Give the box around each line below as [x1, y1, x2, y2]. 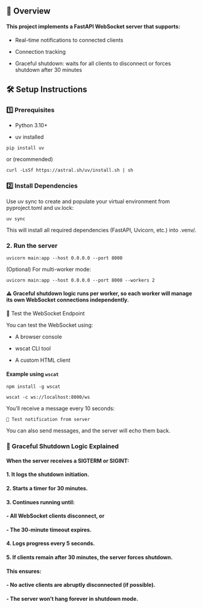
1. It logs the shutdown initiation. [6, 471, 89, 478]
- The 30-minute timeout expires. [6, 526, 92, 533]
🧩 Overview [6, 6, 51, 16]
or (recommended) [6, 156, 53, 163]
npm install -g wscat [6, 384, 61, 390]
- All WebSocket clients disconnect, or [6, 512, 105, 519]
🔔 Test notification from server [6, 417, 90, 423]
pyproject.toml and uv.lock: [6, 204, 74, 211]
